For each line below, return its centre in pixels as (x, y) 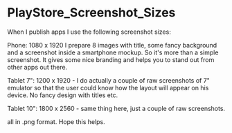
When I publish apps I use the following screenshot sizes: (89, 32)
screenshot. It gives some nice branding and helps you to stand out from (111, 59)
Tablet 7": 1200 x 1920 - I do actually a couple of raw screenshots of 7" (108, 80)
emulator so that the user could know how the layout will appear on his (108, 88)
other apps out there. (37, 67)
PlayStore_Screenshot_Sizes (91, 13)
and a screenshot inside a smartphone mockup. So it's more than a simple (113, 52)
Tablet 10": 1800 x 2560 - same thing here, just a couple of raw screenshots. (116, 108)
